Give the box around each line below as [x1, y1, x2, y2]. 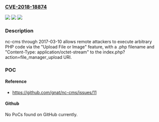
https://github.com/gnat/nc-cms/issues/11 [12, 89, 97, 95]
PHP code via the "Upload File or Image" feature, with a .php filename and [5, 44, 155, 49]
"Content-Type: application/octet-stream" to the [5, 49, 102, 55]
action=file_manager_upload [5, 54, 63, 60]
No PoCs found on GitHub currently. [5, 111, 78, 117]
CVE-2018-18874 [5, 3, 47, 10]
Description [5, 27, 34, 34]
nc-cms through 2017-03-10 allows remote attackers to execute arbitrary [5, 38, 152, 45]
